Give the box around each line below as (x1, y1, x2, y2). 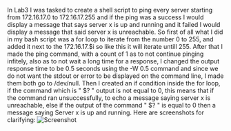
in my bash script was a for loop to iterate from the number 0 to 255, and (7, 35, 214, 43)
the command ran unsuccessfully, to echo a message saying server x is (7, 94, 211, 102)
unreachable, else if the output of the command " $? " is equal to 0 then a (7, 101, 216, 109)
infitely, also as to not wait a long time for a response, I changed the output (7, 57, 220, 65)
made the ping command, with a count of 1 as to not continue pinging (7, 50, 204, 58)
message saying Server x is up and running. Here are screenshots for (7, 108, 205, 117)
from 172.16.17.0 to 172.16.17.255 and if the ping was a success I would (7, 13, 204, 21)
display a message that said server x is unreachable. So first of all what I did (7, 28, 223, 36)
